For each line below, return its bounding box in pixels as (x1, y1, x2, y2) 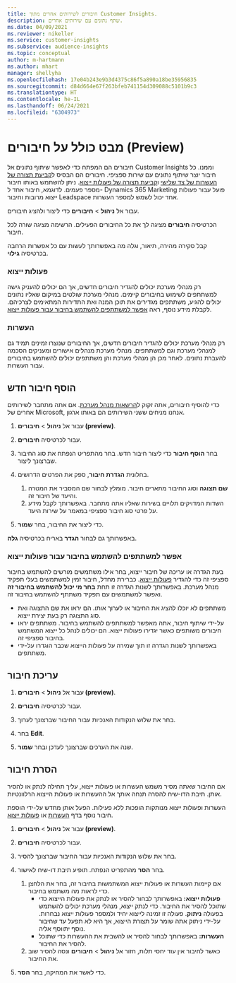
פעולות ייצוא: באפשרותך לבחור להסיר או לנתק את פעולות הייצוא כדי (38, 895, 221, 903)
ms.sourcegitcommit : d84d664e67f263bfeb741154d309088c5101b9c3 (7, 83, 197, 90)
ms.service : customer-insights (7, 37, 99, 44)
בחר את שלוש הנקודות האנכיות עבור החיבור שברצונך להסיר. (17, 852, 177, 861)
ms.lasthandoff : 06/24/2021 (7, 102, 90, 110)
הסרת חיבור (7, 763, 58, 775)
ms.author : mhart (7, 63, 58, 70)
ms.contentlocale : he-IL (7, 96, 80, 103)
